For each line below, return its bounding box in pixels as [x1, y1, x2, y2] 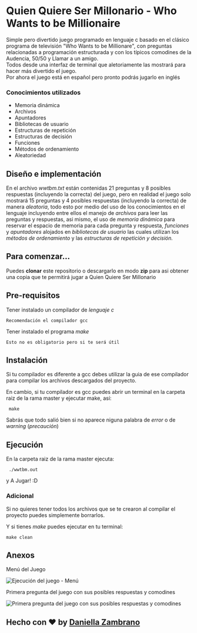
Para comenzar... [6, 251, 71, 261]
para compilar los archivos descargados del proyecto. [6, 377, 137, 384]
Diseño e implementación [6, 169, 102, 179]
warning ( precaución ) [6, 423, 59, 430]
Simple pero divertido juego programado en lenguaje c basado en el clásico [6, 36, 189, 43]
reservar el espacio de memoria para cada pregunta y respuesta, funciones [6, 222, 189, 229]
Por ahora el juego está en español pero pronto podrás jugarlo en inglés [6, 74, 181, 81]
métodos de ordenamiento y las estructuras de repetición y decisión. [6, 234, 173, 242]
